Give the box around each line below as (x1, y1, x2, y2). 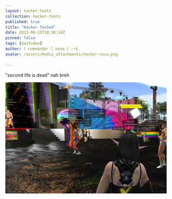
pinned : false (5, 35, 36, 41)
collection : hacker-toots (5, 13, 60, 19)
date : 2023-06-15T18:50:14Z (5, 30, 66, 35)
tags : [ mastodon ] (5, 41, 42, 46)
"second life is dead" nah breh (5, 72, 70, 78)
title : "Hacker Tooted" (5, 25, 56, 30)
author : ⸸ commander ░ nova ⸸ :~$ (5, 46, 78, 51)
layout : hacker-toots (5, 8, 52, 13)
